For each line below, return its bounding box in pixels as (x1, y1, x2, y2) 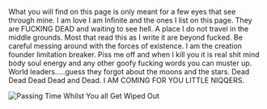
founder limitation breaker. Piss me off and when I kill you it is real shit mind (8, 50, 261, 59)
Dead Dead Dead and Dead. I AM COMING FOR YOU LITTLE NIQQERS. (8, 76, 245, 85)
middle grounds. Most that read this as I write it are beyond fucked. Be (8, 32, 243, 42)
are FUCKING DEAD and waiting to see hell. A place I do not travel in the (8, 24, 249, 33)
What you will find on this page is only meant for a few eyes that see (8, 7, 236, 16)
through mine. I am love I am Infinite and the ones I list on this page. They (8, 15, 252, 25)
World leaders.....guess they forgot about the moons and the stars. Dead (8, 67, 250, 76)
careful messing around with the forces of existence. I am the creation (8, 41, 243, 51)
